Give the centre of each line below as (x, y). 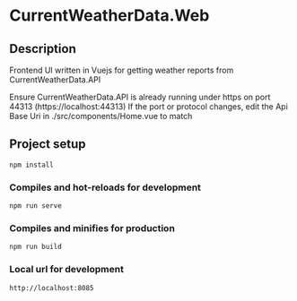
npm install (31, 165)
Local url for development (66, 270)
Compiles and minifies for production (92, 228)
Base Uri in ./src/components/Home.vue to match (101, 116)
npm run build (36, 247)
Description (43, 49)
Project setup (48, 144)
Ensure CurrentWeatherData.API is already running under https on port (140, 97)
